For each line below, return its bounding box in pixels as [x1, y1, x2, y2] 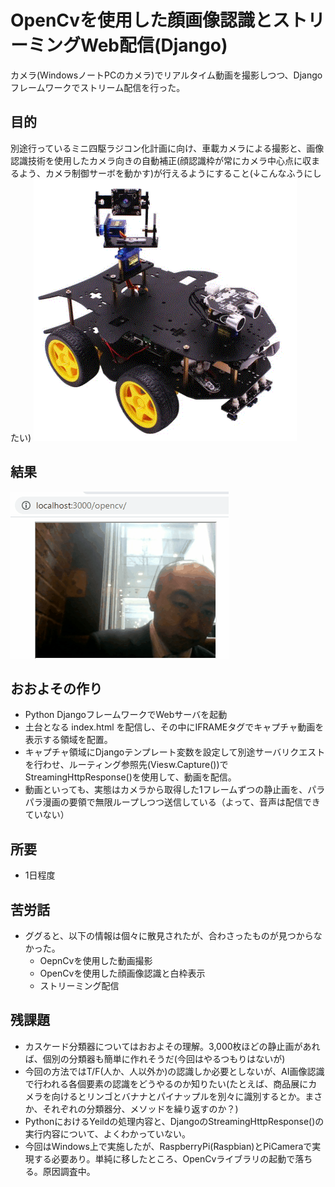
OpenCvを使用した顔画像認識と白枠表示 [39, 967, 206, 979]
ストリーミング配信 [39, 980, 120, 991]
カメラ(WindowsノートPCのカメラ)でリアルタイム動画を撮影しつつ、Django [10, 69, 323, 81]
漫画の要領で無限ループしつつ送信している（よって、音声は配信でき [42, 796, 321, 808]
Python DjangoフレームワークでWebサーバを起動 [24, 709, 228, 721]
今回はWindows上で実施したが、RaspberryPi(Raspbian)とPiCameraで [24, 1140, 313, 1152]
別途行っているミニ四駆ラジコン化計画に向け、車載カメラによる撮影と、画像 [10, 142, 325, 154]
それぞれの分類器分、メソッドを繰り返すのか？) [42, 1102, 239, 1115]
